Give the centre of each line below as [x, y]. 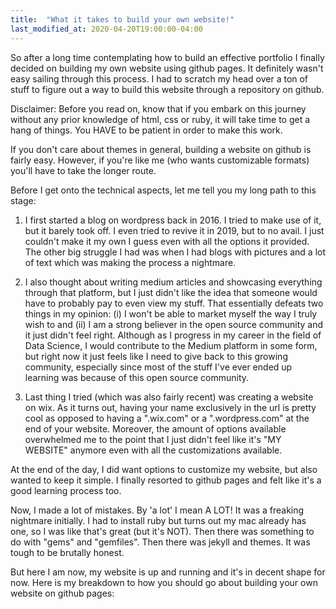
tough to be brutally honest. [67, 552]
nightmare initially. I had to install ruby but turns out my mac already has [158, 520]
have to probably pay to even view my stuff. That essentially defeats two [174, 303]
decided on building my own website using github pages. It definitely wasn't [167, 68]
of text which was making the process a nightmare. [130, 262]
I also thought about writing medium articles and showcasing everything [173, 282]
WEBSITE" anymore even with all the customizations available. [153, 450]
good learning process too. [66, 490]
